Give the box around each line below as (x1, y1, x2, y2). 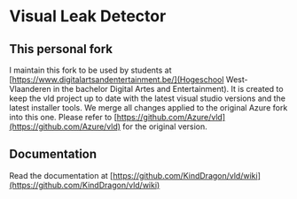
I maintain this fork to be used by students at (9, 65, 172, 75)
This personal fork (9, 42, 113, 57)
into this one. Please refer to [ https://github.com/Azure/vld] (9, 112, 226, 122)
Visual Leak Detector (9, 6, 167, 27)
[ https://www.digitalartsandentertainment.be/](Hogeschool (9, 74, 224, 85)
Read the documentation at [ (9, 170, 113, 180)
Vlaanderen (9, 84, 51, 94)
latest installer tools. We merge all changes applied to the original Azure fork (9, 103, 288, 112)
